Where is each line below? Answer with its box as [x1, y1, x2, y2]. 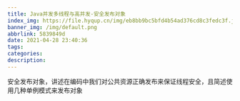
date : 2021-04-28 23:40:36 [7, 37, 88, 44]
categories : [7, 51, 43, 58]
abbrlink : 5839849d [7, 30, 66, 38]
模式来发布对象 [38, 86, 83, 95]
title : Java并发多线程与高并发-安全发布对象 [7, 10, 126, 18]
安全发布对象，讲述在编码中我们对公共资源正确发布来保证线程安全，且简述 [7, 77, 226, 85]
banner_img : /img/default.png [7, 23, 98, 31]
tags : [7, 43, 24, 51]
